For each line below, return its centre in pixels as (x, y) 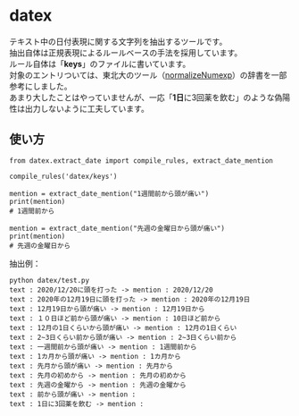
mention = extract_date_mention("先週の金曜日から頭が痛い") (117, 228)
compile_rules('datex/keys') (63, 176)
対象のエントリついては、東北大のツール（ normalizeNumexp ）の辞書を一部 (148, 75)
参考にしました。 (41, 86)
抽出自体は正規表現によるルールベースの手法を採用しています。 (126, 52)
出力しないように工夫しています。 (87, 108)
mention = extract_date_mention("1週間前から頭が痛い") (109, 193)
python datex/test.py (50, 280)
